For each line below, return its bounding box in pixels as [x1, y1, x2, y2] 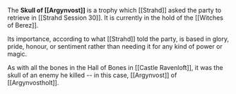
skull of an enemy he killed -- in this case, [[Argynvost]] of [7, 71, 177, 79]
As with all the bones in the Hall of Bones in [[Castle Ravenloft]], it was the [7, 64, 224, 71]
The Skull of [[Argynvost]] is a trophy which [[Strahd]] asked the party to [7, 6, 222, 14]
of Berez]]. [7, 21, 39, 29]
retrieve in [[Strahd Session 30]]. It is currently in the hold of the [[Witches [7, 13, 224, 22]
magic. [7, 49, 28, 58]
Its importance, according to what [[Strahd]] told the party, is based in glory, [7, 35, 230, 43]
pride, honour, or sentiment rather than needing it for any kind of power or [7, 42, 223, 50]
